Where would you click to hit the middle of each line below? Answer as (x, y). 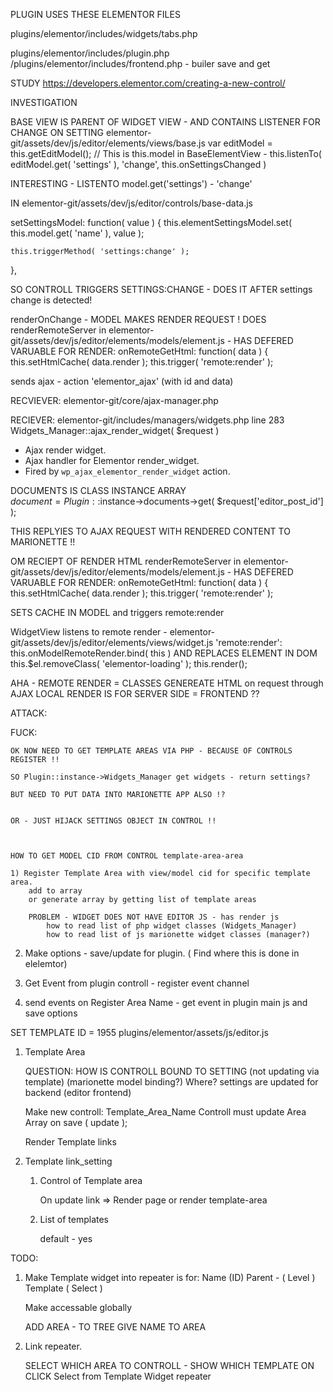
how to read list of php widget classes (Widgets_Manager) (172, 926)
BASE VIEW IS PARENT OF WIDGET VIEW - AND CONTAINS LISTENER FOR (165, 122)
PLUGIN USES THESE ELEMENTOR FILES (95, 14)
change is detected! (51, 300)
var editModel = (240, 143)
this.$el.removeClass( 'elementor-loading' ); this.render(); (129, 663)
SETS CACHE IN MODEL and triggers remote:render (117, 612)
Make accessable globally (78, 1307)
